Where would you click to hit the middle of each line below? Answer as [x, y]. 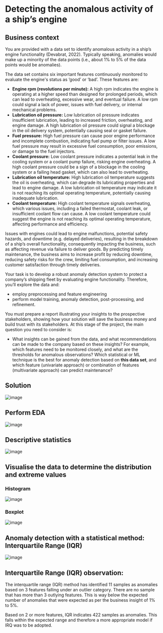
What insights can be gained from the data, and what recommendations [84, 339]
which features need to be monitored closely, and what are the [75, 349]
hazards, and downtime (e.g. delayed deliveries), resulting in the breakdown [81, 239]
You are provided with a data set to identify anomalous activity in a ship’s [78, 49]
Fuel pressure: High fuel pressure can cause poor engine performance [83, 136]
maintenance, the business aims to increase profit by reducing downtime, [79, 254]
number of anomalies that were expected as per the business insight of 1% [80, 600]
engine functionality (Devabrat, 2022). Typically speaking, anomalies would [81, 54]
